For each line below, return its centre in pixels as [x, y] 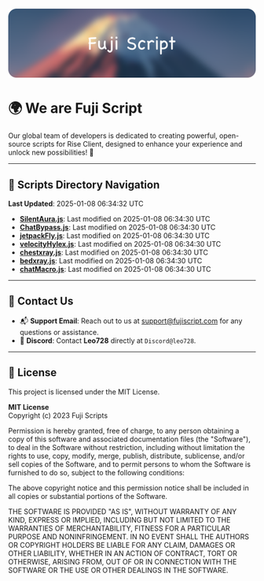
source [20, 144]
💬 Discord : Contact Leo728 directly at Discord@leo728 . [108, 341]
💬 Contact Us [41, 302]
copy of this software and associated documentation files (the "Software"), [130, 439]
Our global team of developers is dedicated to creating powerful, [113, 136]
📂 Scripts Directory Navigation [84, 185]
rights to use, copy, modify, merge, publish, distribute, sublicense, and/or [126, 456]
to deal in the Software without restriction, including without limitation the [126, 447]
